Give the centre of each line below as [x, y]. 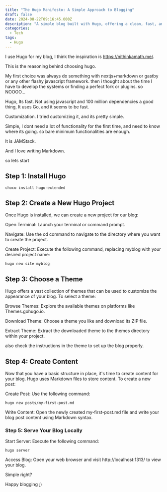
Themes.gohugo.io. [25, 311]
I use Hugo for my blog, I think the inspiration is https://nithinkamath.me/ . [80, 56]
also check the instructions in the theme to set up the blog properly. [75, 346]
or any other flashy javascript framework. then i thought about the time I [79, 81]
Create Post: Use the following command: [48, 394]
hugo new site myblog [28, 264]
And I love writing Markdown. [35, 151]
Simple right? [19, 475]
